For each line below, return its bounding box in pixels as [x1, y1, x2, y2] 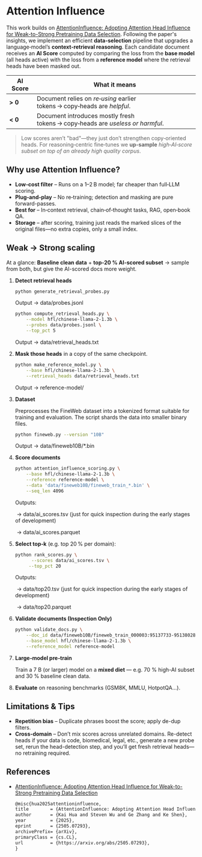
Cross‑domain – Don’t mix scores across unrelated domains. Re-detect [14, 730, 192, 737]
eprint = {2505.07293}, [14, 823, 91, 829]
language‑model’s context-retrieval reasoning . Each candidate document [6, 43, 190, 50]
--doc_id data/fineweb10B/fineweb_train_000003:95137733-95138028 [26, 632, 196, 638]
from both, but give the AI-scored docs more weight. [6, 265, 137, 272]
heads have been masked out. [6, 62, 81, 70]
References [6, 767, 50, 777]
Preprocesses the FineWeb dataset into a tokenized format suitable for [14, 407, 190, 414]
